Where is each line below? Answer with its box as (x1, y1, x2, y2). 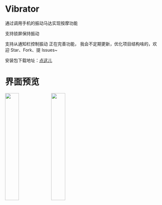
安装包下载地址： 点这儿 (5, 57, 52, 63)
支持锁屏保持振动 (5, 30, 40, 36)
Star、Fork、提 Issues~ (10, 47, 58, 53)
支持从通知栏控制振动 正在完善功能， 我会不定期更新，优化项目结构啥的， (5, 41, 153, 47)
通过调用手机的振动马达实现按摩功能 (5, 20, 78, 26)
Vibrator (5, 3, 40, 15)
